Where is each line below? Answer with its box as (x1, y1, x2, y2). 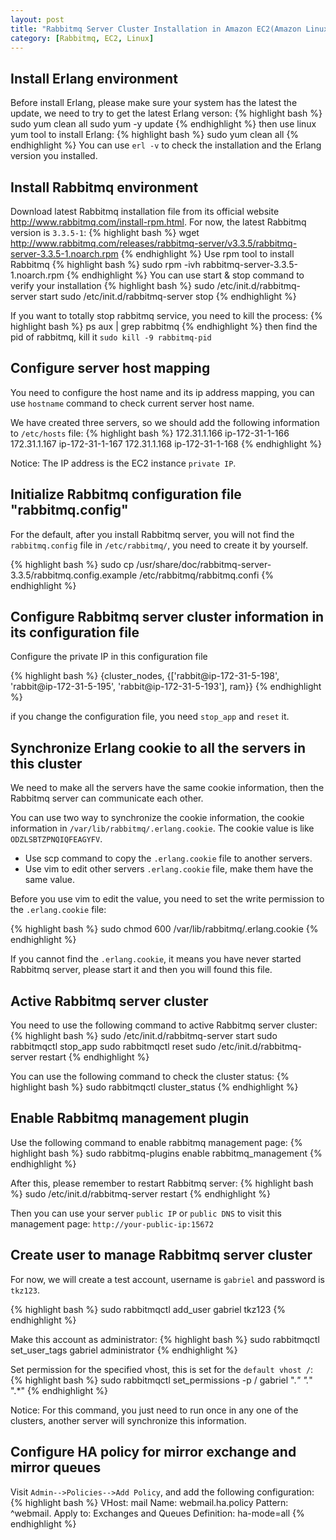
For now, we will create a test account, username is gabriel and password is (10, 1273, 325, 1285)
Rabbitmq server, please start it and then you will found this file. (10, 964, 273, 976)
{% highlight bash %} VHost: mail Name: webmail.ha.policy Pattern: (10, 1496, 289, 1508)
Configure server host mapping (10, 360, 211, 377)
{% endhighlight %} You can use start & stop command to (66, 269, 305, 281)
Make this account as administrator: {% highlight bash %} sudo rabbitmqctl (10, 1333, 320, 1345)
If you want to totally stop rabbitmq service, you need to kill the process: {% (10, 310, 323, 321)
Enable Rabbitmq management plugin (10, 1110, 250, 1127)
